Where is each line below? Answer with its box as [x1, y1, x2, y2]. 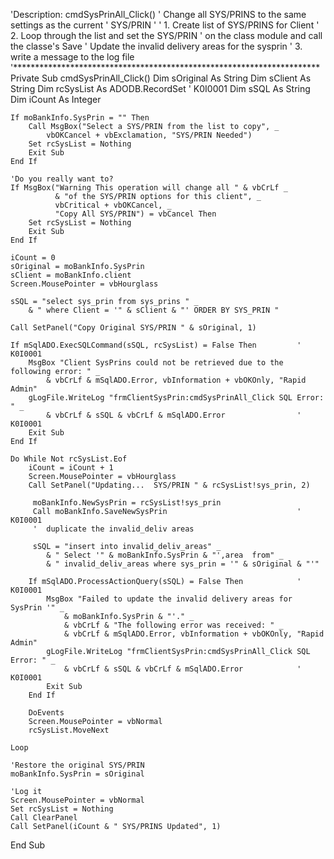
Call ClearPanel [10, 813, 78, 823]
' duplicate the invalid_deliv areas [32, 524, 195, 534]
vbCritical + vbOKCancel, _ [54, 200, 172, 210]
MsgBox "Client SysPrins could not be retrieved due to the [28, 358, 284, 368]
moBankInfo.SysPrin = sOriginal [10, 769, 145, 779]
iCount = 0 [10, 253, 56, 263]
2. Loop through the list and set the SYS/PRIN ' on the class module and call [10, 30, 323, 41]
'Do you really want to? [10, 174, 114, 184]
